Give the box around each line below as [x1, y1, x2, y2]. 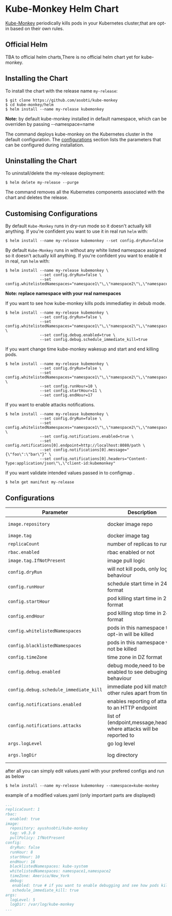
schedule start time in [107, 580, 160, 587]
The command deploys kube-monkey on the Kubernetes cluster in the [5, 131, 153, 137]
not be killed [107, 645, 137, 652]
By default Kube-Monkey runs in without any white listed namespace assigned [5, 247, 166, 253]
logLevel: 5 [10, 897, 36, 902]
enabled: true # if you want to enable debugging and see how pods [12, 883, 159, 888]
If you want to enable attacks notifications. [5, 402, 95, 408]
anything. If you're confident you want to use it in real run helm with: [5, 228, 148, 234]
